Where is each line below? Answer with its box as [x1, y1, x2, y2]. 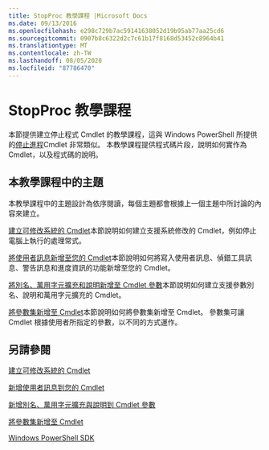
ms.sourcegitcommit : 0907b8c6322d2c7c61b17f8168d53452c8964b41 [8, 34, 225, 43]
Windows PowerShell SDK [8, 433, 95, 443]
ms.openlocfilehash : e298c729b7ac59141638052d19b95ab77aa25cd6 [8, 27, 225, 35]
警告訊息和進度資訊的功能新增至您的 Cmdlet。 [22, 262, 175, 272]
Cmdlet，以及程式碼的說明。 [8, 150, 103, 159]
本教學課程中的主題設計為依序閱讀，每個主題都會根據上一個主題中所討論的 [8, 198, 255, 208]
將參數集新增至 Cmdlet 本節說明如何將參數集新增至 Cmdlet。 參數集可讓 [8, 307, 245, 316]
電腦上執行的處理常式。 [8, 235, 86, 246]
